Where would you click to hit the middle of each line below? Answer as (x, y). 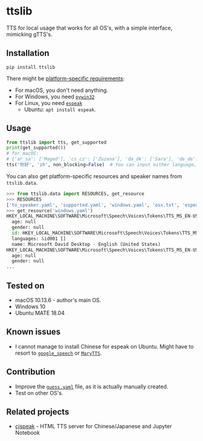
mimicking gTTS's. (29, 34)
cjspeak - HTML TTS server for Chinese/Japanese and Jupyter (93, 427)
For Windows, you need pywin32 (55, 96)
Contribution (31, 372)
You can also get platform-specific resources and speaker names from (94, 176)
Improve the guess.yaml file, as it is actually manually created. (92, 386)
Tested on (25, 285)
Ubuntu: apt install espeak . (60, 109)
